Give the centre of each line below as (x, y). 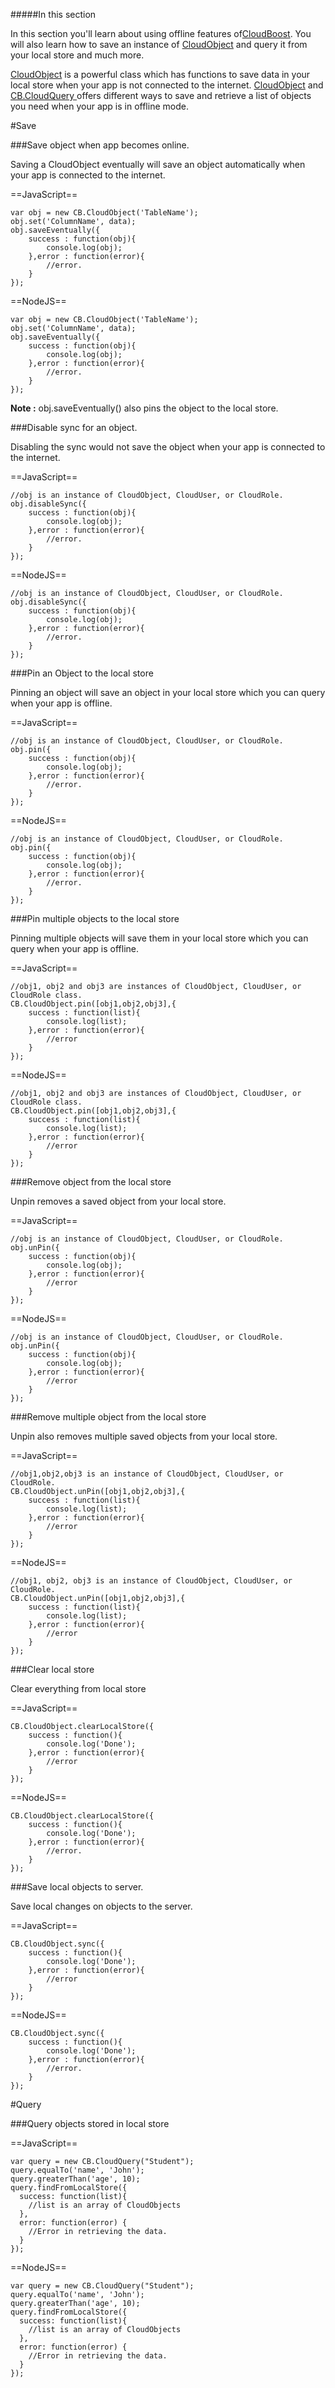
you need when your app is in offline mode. (99, 106)
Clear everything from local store (78, 1688)
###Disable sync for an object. (74, 427)
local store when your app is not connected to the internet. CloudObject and (167, 85)
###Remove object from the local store (91, 1182)
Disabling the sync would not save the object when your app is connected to (168, 447)
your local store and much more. (77, 55)
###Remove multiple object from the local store (108, 1417)
